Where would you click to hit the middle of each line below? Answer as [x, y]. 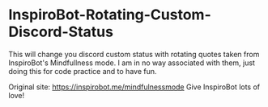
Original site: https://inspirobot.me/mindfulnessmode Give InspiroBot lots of [134, 87]
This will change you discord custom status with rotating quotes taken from [134, 54]
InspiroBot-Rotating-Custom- [110, 15]
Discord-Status [61, 32]
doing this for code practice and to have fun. [83, 71]
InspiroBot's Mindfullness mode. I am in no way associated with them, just [132, 63]
